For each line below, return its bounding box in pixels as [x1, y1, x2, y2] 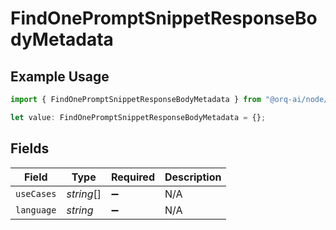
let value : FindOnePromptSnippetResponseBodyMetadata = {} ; [10, 112, 267, 122]
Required [111, 170, 155, 184]
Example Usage [10, 68, 110, 85]
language [15, 204, 57, 216]
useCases [15, 188, 57, 199]
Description [164, 170, 222, 184]
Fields [10, 140, 50, 157]
